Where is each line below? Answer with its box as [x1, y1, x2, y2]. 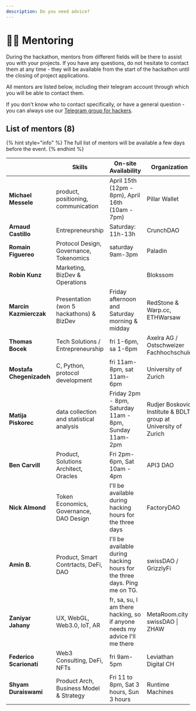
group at [146, 415, 170, 423]
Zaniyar [9, 614, 31, 622]
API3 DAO [146, 461, 174, 469]
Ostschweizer [146, 341, 185, 349]
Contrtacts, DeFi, [56, 561, 103, 569]
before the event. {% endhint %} [6, 146, 85, 153]
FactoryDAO [146, 504, 180, 512]
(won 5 [56, 303, 76, 311]
